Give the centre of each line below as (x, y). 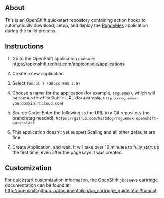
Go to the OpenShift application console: (54, 58)
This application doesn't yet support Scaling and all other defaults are (83, 132)
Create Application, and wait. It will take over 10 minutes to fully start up (86, 147)
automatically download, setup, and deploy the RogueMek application (77, 25)
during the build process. (31, 31)
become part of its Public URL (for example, (57, 98)
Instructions (24, 47)
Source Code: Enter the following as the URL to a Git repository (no (81, 113)
